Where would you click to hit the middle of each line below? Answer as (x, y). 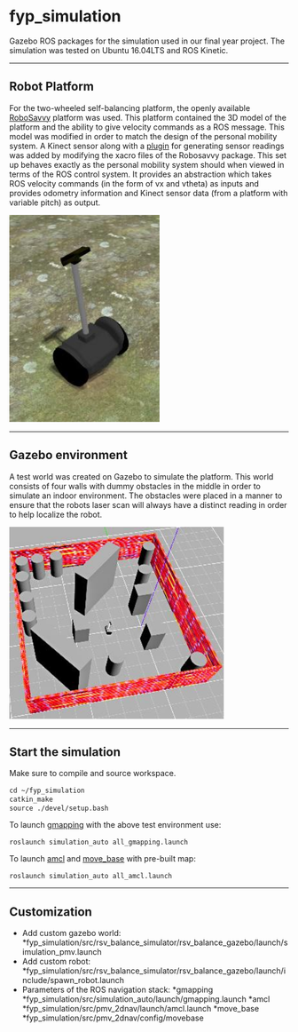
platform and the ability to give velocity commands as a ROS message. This (147, 127)
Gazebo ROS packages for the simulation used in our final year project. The (147, 41)
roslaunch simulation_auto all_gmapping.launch (99, 842)
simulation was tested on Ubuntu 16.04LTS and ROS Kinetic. (119, 50)
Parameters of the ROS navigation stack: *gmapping (118, 990)
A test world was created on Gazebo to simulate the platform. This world (141, 476)
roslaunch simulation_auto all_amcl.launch (91, 877)
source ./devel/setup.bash (59, 809)
